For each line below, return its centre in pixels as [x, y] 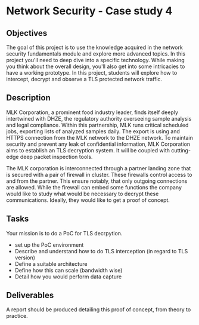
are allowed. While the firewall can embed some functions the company [94, 187]
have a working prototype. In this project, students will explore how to [92, 73]
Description [28, 98]
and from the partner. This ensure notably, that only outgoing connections [97, 181]
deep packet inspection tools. [56, 157]
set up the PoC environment [49, 245]
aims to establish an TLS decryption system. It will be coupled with [88, 150]
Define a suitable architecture [51, 263]
